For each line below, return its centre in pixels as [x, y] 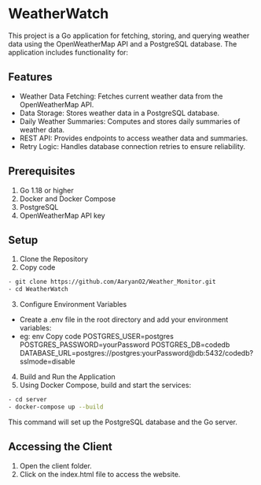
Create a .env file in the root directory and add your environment [124, 319]
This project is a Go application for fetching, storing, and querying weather [129, 35]
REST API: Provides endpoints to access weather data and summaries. [134, 138]
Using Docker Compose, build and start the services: [105, 385]
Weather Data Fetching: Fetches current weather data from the [121, 96]
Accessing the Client [60, 447]
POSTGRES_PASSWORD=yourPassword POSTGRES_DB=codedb [125, 345]
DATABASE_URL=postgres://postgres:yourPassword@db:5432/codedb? [136, 353]
